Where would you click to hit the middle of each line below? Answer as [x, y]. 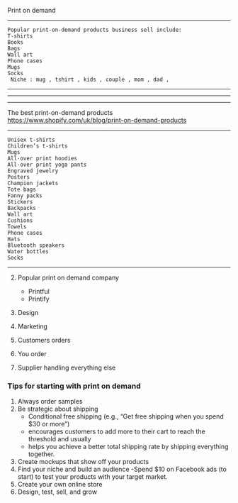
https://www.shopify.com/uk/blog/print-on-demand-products [97, 120]
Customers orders [44, 340]
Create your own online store [60, 485]
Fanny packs [25, 196]
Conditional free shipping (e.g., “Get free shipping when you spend [126, 416]
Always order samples [50, 402]
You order [32, 354]
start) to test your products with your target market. [92, 477]
